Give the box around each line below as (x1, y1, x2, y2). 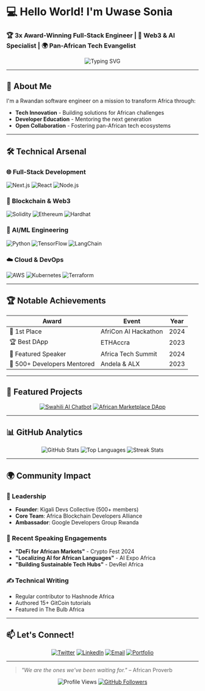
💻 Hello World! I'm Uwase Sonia (6, 5, 173, 19)
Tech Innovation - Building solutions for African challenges (15, 109, 165, 117)
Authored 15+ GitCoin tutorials (15, 599, 92, 606)
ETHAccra (100, 338, 130, 347)
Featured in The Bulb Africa (15, 606, 85, 613)
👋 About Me (6, 81, 52, 92)
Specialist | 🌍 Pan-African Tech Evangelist (6, 42, 136, 50)
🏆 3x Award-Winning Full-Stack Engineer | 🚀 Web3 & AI (6, 31, 175, 40)
